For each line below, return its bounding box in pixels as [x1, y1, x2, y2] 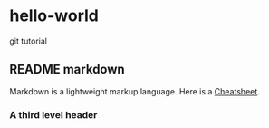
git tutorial [9, 35, 48, 46]
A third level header [9, 108, 98, 121]
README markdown [9, 62, 125, 77]
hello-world [9, 5, 100, 26]
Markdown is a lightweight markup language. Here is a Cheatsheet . [9, 85, 260, 96]
